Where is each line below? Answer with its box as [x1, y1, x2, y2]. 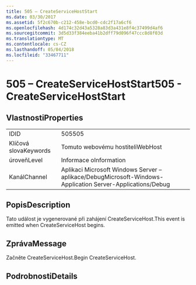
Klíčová [9, 139, 29, 147]
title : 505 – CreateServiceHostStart [6, 8, 98, 15]
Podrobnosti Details [6, 271, 78, 281]
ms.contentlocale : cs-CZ [6, 42, 66, 47]
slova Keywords [9, 146, 51, 154]
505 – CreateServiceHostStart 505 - [6, 77, 182, 91]
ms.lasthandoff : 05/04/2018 [6, 47, 75, 53]
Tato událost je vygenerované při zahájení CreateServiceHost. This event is [6, 215, 185, 222]
